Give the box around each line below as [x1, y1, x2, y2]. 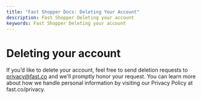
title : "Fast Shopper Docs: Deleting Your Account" [6, 9, 140, 15]
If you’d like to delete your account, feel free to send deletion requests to [6, 66, 188, 73]
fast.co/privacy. [6, 86, 45, 93]
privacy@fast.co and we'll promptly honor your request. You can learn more [6, 73, 196, 80]
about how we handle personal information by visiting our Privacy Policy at [6, 80, 193, 87]
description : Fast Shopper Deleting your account [6, 15, 135, 21]
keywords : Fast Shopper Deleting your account [6, 20, 126, 26]
